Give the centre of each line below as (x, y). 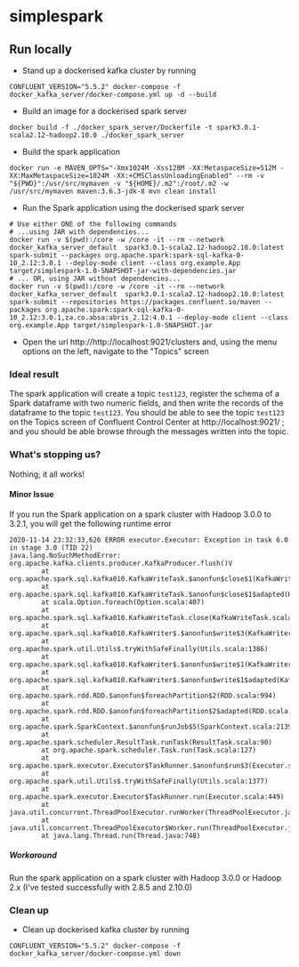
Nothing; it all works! (47, 474)
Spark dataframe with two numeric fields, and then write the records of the (146, 403)
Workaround (33, 855)
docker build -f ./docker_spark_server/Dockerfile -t (111, 127)
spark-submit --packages (55, 255)
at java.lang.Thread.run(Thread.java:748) (121, 835)
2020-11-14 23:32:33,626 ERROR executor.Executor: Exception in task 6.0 (149, 540)
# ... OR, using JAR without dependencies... (95, 278)
